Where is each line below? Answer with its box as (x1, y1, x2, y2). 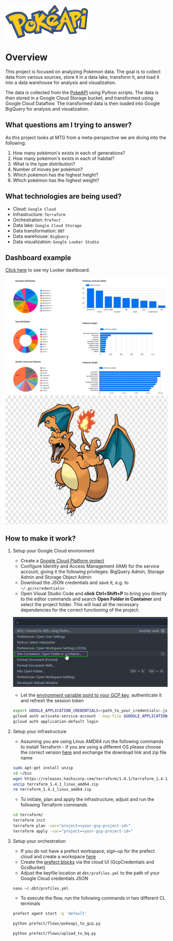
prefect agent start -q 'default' (12, 911, 87, 916)
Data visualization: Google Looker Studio (12, 238, 99, 244)
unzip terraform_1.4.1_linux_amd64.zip (12, 782, 99, 787)
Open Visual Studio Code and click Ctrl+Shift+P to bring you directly (20, 591, 167, 597)
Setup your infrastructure (12, 728, 67, 734)
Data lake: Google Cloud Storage (12, 222, 82, 228)
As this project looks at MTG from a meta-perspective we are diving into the (5, 134, 166, 140)
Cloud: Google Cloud (12, 206, 56, 212)
